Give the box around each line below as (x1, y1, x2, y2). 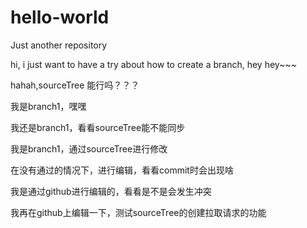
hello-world (10, 6, 110, 29)
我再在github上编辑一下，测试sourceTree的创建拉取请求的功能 (10, 206, 267, 218)
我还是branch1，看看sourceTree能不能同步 (10, 121, 186, 133)
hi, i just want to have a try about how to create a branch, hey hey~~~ (10, 58, 297, 70)
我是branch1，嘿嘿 (10, 100, 87, 112)
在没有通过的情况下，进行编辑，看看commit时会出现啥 (10, 164, 234, 176)
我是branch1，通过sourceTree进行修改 (10, 142, 168, 155)
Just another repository (10, 39, 108, 51)
